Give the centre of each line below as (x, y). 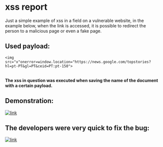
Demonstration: (29, 101)
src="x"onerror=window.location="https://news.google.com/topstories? (78, 62)
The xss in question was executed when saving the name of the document (81, 80)
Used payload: (27, 46)
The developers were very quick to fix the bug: (77, 128)
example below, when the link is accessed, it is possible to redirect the (75, 25)
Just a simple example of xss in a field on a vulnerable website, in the (75, 21)
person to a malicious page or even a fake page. (54, 31)
